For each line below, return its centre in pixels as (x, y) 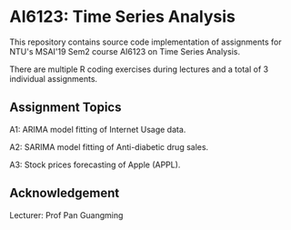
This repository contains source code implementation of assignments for (145, 42)
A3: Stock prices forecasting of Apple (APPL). (95, 165)
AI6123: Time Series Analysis (123, 17)
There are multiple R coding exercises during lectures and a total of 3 (139, 69)
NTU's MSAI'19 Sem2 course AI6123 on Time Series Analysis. (125, 51)
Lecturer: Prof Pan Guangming (66, 215)
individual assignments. (54, 78)
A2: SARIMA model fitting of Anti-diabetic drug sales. (109, 146)
